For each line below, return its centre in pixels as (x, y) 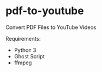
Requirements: (23, 38)
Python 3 (25, 50)
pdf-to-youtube (45, 11)
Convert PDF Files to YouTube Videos (51, 27)
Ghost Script (29, 56)
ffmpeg (23, 63)
